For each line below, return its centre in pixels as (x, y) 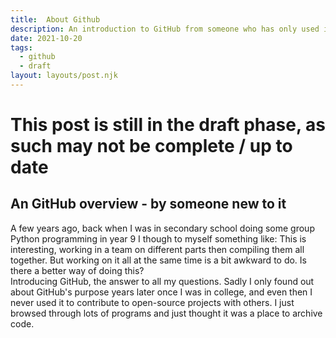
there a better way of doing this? (77, 270)
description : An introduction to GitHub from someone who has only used (165, 29)
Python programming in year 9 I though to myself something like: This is (158, 238)
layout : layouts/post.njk (64, 76)
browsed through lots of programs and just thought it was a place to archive (166, 313)
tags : (21, 47)
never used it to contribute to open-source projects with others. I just (152, 302)
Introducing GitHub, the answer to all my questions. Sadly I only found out (162, 281)
